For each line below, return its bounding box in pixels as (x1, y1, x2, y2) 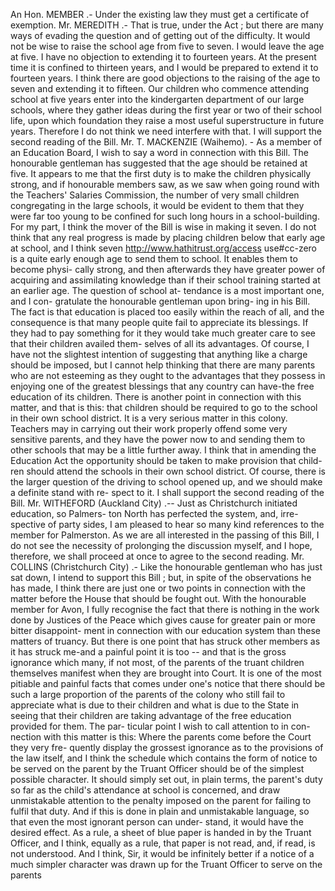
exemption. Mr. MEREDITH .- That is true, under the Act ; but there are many (10, 19, 324, 31)
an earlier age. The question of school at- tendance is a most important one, (10, 285, 325, 296)
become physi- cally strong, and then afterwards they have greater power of (10, 264, 326, 275)
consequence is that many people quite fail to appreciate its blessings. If (10, 317, 309, 328)
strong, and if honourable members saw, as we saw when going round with (10, 179, 320, 190)
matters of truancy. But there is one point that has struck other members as (10, 635, 321, 647)
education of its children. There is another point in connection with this (10, 391, 302, 403)
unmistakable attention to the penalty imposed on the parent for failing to (10, 795, 312, 806)
